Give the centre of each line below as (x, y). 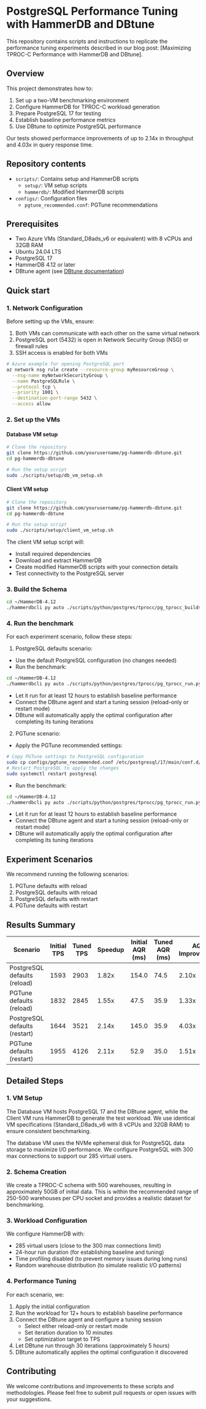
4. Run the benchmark (40, 623)
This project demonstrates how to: (50, 88)
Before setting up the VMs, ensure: (51, 321)
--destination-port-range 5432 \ (55, 398)
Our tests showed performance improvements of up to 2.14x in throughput (100, 138)
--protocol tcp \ (34, 387)
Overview (25, 74)
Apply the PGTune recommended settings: (69, 745)
